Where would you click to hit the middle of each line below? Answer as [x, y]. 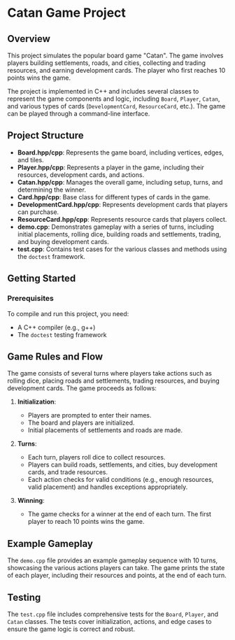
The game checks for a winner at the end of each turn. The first [120, 514]
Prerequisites [30, 299]
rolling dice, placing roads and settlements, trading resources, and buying [114, 381]
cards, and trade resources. [68, 472]
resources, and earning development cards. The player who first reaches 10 [116, 70]
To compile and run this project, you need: [68, 313]
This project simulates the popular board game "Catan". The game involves [115, 55]
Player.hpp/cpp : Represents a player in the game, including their [111, 167]
